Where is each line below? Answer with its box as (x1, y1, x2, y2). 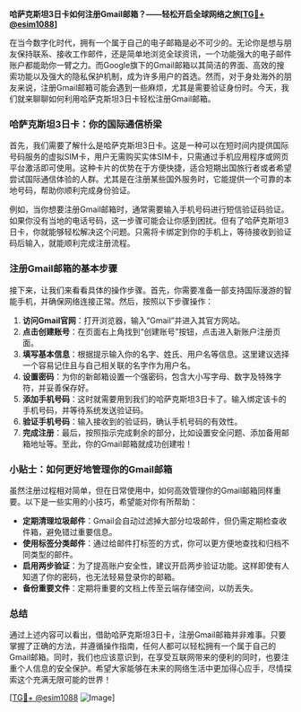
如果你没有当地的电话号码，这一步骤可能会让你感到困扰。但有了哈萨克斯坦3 (9, 215, 289, 226)
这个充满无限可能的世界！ (16, 674, 112, 685)
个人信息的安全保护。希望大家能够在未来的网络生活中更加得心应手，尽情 (16, 664, 284, 674)
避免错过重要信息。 (46, 526, 117, 537)
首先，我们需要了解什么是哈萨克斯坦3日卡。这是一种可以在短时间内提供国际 (9, 140, 289, 151)
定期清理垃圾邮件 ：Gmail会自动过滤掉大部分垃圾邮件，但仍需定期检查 (21, 515, 279, 526)
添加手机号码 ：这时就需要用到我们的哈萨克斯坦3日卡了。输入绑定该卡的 (21, 393, 287, 404)
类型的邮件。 (30, 549, 78, 559)
